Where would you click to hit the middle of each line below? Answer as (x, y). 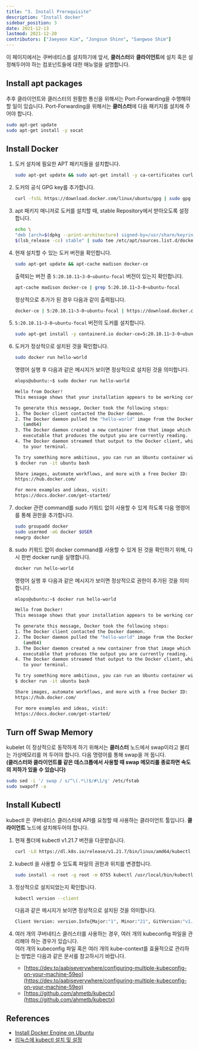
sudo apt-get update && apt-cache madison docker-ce (81, 264)
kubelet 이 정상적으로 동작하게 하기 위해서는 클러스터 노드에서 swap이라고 (92, 747)
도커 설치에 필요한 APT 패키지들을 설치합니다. (67, 164)
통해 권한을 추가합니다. (48, 515)
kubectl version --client (47, 898)
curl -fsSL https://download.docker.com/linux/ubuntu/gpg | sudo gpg (103, 199)
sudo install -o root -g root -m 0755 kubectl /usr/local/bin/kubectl (104, 875)
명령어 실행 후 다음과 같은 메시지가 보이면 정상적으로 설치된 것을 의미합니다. (102, 370)
